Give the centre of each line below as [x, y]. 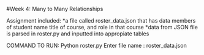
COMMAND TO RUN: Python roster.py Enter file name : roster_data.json [96, 46]
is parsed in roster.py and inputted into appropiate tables [78, 34]
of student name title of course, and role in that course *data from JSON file [102, 27]
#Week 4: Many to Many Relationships [55, 9]
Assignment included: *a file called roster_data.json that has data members [101, 20]
